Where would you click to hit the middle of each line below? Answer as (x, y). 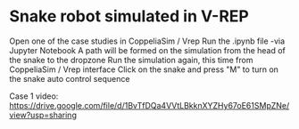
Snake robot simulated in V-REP (129, 16)
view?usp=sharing (43, 115)
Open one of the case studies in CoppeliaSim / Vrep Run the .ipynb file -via (147, 41)
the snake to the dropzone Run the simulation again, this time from (131, 60)
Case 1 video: (34, 96)
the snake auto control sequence (70, 78)
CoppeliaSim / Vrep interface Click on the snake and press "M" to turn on (144, 69)
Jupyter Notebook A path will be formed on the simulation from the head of (147, 50)
